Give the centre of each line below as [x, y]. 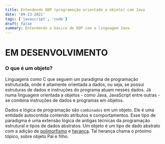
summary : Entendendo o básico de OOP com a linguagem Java [67, 28]
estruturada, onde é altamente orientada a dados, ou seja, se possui [75, 84]
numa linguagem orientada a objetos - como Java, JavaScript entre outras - [82, 95]
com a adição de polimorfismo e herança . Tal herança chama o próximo [79, 131]
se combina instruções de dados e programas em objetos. [65, 100]
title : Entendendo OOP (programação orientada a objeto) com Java [75, 10]
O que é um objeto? [29, 69]
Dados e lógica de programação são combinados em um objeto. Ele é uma [80, 110]
